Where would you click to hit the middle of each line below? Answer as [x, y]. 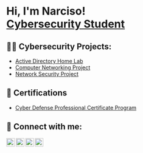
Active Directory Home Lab [49, 61]
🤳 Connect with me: [44, 127]
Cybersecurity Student [66, 24]
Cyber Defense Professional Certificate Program [76, 107]
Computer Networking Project [53, 67]
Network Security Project [47, 74]
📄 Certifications [37, 93]
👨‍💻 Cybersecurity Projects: [59, 46]
